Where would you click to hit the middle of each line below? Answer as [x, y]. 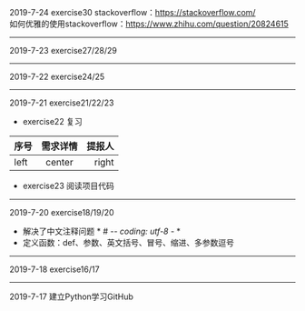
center [59, 162]
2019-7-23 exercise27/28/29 [64, 50]
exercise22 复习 [53, 121]
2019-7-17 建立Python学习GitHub [71, 296]
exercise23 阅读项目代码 [69, 186]
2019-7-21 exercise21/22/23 [62, 103]
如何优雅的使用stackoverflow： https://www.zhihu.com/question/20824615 [149, 24]
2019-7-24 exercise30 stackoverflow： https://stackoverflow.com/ [133, 12]
